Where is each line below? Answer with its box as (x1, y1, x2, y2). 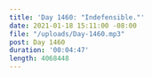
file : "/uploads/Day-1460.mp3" (9, 29, 125, 38)
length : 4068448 (9, 54, 69, 63)
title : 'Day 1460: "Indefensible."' (9, 12, 145, 22)
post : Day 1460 (9, 37, 66, 47)
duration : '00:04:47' (9, 46, 90, 55)
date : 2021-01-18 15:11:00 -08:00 (9, 21, 138, 30)
